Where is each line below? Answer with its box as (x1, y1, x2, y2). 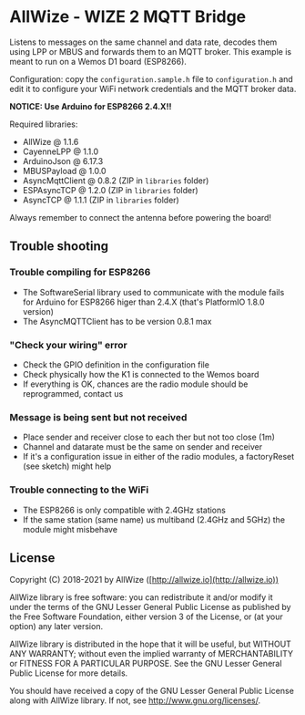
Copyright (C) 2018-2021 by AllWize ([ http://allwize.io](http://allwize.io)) (9, 575, 280, 585)
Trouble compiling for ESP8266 (9, 266, 151, 279)
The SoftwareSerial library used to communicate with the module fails (22, 286, 285, 297)
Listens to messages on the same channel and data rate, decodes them (9, 36, 278, 47)
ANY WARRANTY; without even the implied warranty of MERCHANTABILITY (9, 648, 294, 659)
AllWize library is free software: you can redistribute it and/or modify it (9, 592, 273, 603)
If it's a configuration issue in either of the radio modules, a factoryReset (22, 451, 295, 462)
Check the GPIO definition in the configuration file (22, 358, 209, 370)
